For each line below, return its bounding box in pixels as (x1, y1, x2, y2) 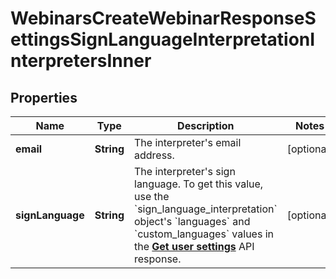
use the (134, 190, 170, 203)
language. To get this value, (134, 177, 264, 191)
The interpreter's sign (134, 165, 236, 178)
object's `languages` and (134, 215, 251, 228)
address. (134, 148, 175, 162)
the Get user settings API (134, 240, 255, 253)
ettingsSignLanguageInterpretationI (10, 28, 316, 51)
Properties (10, 89, 78, 106)
